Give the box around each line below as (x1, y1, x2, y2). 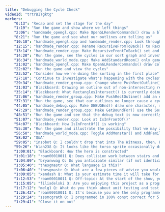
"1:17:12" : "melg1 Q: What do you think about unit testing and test (14, 185, 160, 190)
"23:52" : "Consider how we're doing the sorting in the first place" (14, 71, 160, 76)
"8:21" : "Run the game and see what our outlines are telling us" (14, 35, 153, 40)
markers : (5, 16, 23, 21)
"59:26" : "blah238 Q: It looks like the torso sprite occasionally (14, 145, 155, 150)
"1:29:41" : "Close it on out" (14, 199, 76, 204)
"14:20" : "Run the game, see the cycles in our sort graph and (14, 53, 146, 58)
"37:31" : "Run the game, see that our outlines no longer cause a (14, 99, 153, 104)
